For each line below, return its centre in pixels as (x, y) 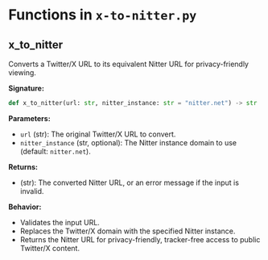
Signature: (26, 88)
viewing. (22, 73)
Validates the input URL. (60, 222)
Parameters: (29, 118)
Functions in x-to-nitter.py (103, 15)
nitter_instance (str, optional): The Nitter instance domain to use (128, 142)
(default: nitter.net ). (55, 151)
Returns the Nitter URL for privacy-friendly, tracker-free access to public (140, 239)
